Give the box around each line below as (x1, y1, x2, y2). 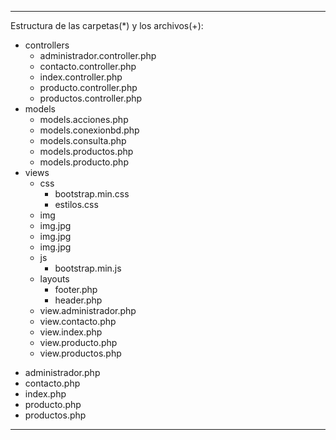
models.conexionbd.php (39, 124, 140, 136)
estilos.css (54, 199, 99, 210)
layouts (39, 273, 70, 285)
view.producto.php (39, 337, 118, 348)
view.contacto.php (39, 316, 117, 327)
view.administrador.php (39, 305, 137, 316)
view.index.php (39, 326, 103, 338)
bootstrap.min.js (54, 262, 122, 274)
